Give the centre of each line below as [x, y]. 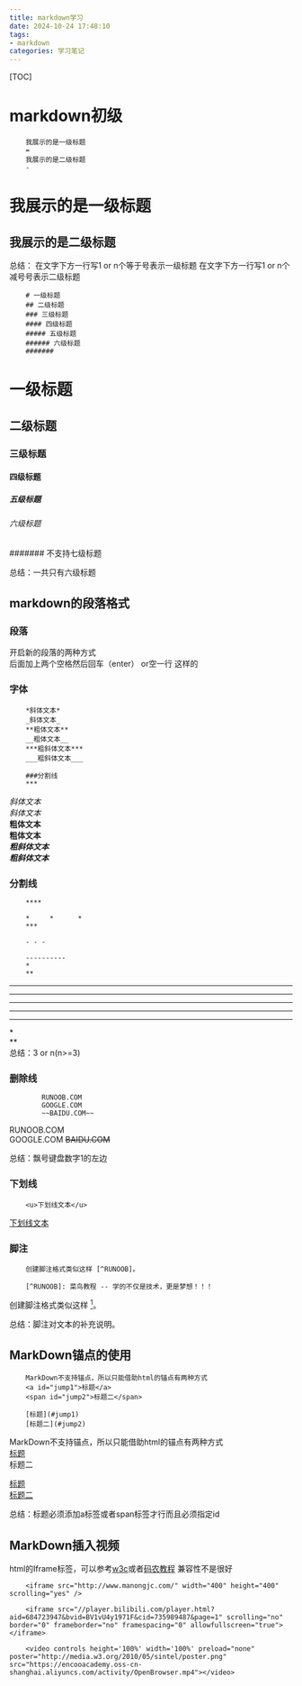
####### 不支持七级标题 [56, 553]
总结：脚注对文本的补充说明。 [64, 1324]
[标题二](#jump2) [56, 1425]
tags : [19, 34]
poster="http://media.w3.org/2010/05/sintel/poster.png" [118, 1657]
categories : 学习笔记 [47, 51]
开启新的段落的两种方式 [53, 652]
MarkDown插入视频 [64, 1545]
